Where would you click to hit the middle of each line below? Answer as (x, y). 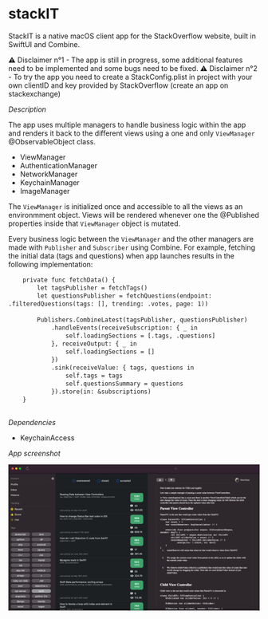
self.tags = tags (94, 376)
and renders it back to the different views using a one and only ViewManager (132, 133)
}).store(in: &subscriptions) (101, 392)
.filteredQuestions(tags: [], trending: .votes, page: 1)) (108, 304)
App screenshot (35, 453)
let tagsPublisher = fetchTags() (93, 288)
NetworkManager (49, 174)
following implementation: (51, 264)
